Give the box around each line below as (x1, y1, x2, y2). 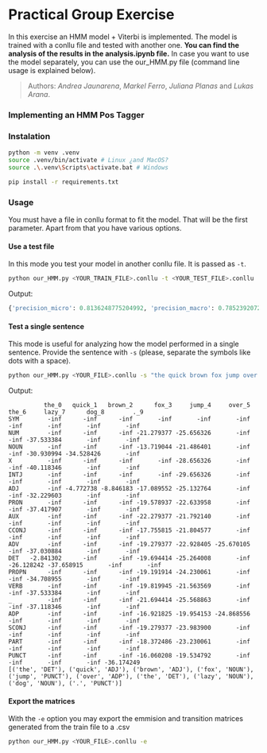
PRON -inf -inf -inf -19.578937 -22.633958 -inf (8, 499, 250, 507)
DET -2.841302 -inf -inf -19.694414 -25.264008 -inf (8, 554, 250, 562)
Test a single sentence (8, 321, 85, 331)
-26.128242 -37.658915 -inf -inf (8, 561, 161, 569)
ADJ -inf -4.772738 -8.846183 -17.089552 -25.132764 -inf (8, 484, 250, 492)
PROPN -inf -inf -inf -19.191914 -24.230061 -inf (8, 568, 250, 576)
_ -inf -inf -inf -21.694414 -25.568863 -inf (8, 596, 250, 604)
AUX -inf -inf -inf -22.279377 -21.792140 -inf (8, 512, 250, 520)
